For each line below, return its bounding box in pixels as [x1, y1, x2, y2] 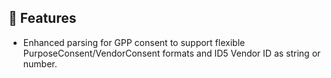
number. [22, 57, 58, 70]
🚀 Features [8, 10, 77, 27]
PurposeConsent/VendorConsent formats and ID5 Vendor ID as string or [22, 47, 321, 59]
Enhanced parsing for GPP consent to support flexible [22, 36, 246, 48]
